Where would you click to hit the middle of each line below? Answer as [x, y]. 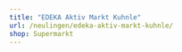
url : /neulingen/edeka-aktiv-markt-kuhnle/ [91, 26]
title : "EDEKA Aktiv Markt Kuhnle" [75, 17]
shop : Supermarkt [41, 33]
